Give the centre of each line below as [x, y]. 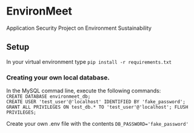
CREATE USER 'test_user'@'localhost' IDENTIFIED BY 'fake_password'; [96, 102]
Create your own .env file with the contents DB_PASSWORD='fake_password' [98, 124]
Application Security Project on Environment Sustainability [79, 28]
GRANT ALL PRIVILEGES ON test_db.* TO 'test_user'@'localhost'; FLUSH [97, 107]
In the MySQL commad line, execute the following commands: [84, 91]
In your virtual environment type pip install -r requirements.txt [89, 61]
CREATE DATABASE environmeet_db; [48, 97]
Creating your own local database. [58, 77]
